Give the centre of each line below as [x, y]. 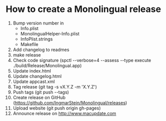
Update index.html [32, 70]
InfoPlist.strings [37, 39]
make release [27, 55]
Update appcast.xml [34, 81]
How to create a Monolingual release [84, 9]
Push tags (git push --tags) [41, 92]
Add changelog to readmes [41, 49]
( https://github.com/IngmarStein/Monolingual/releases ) [70, 102]
